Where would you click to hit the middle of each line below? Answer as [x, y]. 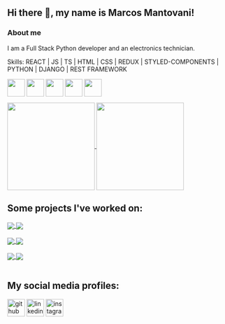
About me [24, 33]
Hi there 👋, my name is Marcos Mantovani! [101, 13]
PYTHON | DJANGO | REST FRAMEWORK [67, 69]
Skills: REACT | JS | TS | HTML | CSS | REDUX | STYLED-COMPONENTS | [113, 62]
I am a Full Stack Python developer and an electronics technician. [101, 48]
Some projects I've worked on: [75, 208]
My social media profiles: [64, 286]
